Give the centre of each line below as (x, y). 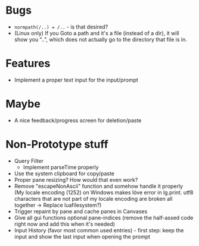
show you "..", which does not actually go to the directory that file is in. (100, 39)
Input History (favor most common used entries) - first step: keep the (99, 230)
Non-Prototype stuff (57, 144)
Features (28, 64)
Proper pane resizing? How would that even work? (76, 179)
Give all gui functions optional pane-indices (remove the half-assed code (104, 217)
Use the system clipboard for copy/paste (64, 174)
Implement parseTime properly (61, 167)
